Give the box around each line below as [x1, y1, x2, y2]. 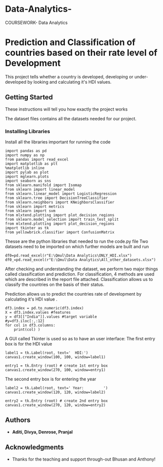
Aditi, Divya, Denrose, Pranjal [12, 429, 73, 435]
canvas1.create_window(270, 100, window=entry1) [5, 367, 106, 373]
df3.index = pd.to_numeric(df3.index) [5, 305, 84, 310]
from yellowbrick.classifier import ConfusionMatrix [5, 230, 115, 234]
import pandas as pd [5, 148, 47, 153]
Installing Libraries [5, 128, 50, 135]
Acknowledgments [5, 443, 64, 451]
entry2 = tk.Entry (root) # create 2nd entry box [5, 398, 108, 403]
